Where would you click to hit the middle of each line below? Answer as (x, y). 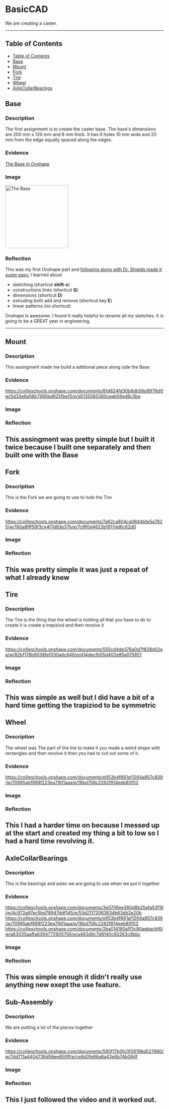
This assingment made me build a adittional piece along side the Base (77, 367)
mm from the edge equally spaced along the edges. (59, 140)
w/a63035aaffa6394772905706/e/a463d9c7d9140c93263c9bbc (73, 934)
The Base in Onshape (27, 164)
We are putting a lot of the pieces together (49, 1027)
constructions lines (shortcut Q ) (46, 290)
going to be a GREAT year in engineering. (48, 321)
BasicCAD (27, 9)
